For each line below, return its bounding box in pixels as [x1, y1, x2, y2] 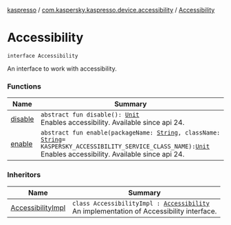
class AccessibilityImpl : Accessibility [71, 199, 210, 207]
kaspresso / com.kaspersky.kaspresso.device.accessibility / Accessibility [7, 6, 215, 14]
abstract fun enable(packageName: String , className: [41, 129, 221, 137]
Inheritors [7, 170, 41, 180]
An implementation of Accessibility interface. [71, 206, 217, 215]
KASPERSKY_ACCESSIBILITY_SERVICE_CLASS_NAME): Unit [41, 143, 210, 150]
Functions [7, 82, 41, 91]
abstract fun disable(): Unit [41, 111, 140, 119]
